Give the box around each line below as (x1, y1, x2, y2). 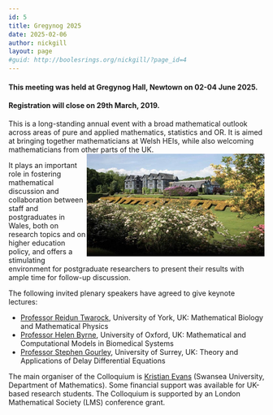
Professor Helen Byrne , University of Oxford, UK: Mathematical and (19, 330, 246, 339)
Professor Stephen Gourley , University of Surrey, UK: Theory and (19, 347, 239, 357)
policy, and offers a (8, 246, 73, 256)
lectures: (8, 296, 38, 306)
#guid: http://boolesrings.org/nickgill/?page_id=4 (8, 56, 187, 64)
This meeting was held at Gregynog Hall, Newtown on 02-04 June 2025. (8, 82, 258, 92)
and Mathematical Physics (19, 321, 109, 331)
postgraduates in (8, 212, 65, 222)
